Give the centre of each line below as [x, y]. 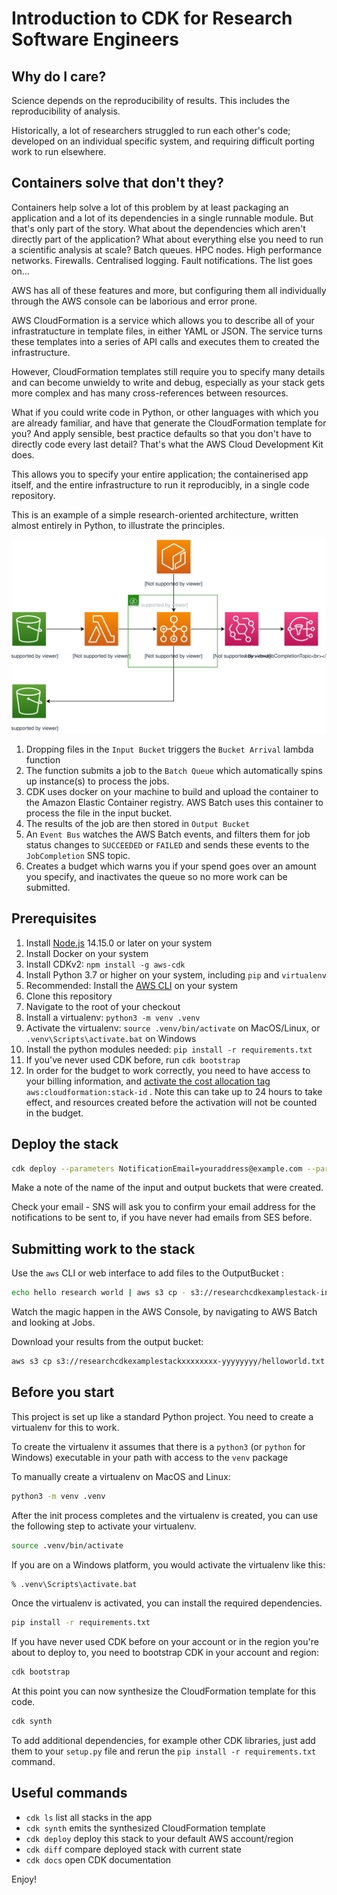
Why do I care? [59, 76]
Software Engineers [95, 39]
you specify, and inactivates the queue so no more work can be [156, 876]
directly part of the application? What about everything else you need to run [167, 239]
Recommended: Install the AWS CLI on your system [132, 985]
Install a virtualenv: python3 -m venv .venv [113, 1017]
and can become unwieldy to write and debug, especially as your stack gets [168, 382]
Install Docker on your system [87, 953]
